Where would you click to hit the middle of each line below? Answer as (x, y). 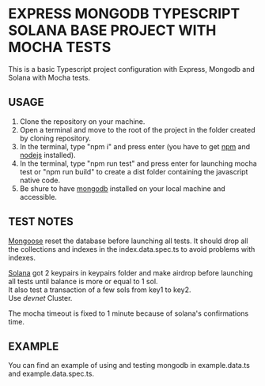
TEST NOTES (41, 222)
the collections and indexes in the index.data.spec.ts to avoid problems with (132, 249)
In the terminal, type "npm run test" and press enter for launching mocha (138, 163)
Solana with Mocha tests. (49, 77)
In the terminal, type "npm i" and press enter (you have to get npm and (135, 146)
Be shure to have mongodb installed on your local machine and (122, 188)
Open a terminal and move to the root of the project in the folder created (137, 129)
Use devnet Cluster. (40, 298)
